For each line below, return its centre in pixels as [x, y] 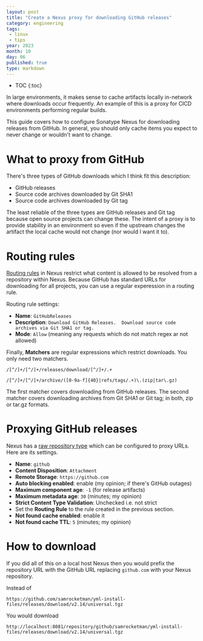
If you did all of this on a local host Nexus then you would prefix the [90, 563]
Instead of [19, 588]
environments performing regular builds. [57, 110]
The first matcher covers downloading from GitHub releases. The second [98, 392]
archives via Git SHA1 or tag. [55, 328]
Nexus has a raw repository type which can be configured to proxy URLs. [98, 446]
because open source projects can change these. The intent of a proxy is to [101, 219]
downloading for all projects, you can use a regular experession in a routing [100, 286]
